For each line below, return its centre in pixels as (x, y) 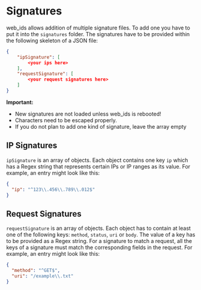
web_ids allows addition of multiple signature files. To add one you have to (98, 28)
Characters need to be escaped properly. (66, 120)
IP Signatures (32, 146)
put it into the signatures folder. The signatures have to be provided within (98, 34)
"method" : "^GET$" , (36, 271)
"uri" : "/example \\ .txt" (43, 276)
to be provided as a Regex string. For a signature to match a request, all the (99, 241)
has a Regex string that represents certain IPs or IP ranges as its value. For (98, 166)
